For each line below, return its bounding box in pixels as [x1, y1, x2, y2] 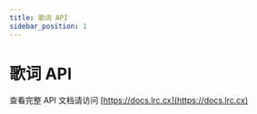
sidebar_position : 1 [9, 22, 88, 31]
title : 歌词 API [9, 13, 68, 23]
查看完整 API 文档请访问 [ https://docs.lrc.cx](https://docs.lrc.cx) [9, 95, 248, 106]
